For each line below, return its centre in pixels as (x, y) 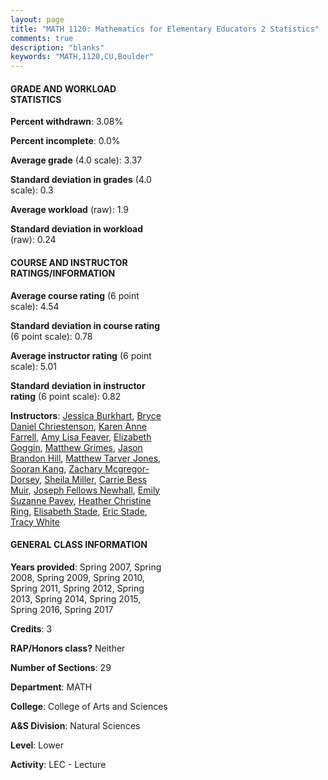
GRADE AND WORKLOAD (63, 88)
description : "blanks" (57, 47)
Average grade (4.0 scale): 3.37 (76, 160)
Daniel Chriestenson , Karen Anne (78, 426)
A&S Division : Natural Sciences (75, 725)
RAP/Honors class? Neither (68, 648)
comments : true (42, 38)
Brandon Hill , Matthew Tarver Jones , (86, 458)
